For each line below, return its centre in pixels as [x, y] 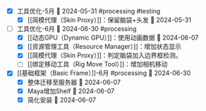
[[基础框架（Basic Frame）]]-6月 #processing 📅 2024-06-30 [104, 73]
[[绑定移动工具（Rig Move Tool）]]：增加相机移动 [97, 64]
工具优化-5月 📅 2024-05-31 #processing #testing [89, 11]
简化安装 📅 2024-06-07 [62, 100]
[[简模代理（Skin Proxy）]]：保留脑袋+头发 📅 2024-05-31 [109, 20]
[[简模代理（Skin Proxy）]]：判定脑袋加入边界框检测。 [104, 55]
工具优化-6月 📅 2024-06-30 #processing [77, 29]
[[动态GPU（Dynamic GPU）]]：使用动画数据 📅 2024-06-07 [113, 37]
